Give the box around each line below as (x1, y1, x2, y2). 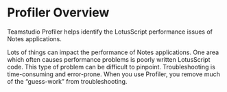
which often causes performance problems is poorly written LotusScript (7, 55, 211, 63)
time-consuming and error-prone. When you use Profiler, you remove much (7, 70, 221, 78)
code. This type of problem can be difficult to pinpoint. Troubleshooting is (7, 62, 216, 71)
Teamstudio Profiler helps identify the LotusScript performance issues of (7, 27, 213, 36)
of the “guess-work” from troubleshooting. (7, 77, 128, 85)
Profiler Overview (7, 5, 110, 21)
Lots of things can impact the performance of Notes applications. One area (7, 48, 219, 56)
